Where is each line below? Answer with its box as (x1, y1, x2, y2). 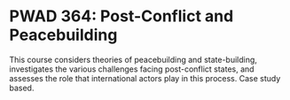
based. (9, 82, 35, 93)
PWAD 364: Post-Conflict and (9, 6, 234, 27)
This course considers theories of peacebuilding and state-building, (9, 54, 257, 65)
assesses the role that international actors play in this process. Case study (9, 73, 281, 83)
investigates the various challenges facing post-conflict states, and (9, 64, 255, 74)
